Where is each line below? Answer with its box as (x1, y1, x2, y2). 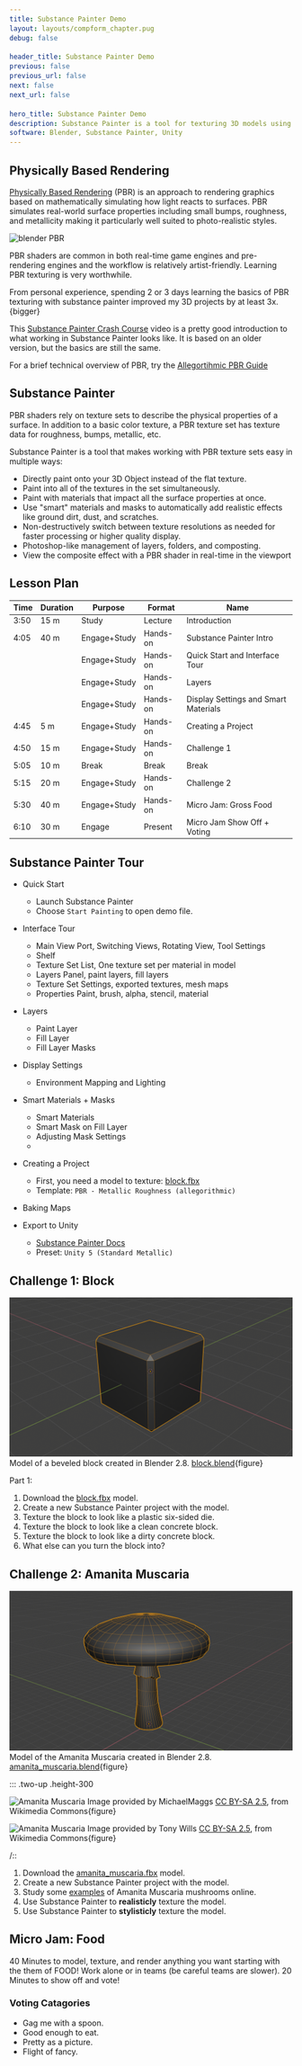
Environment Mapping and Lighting (35, 1078, 166, 1088)
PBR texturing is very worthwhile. (9, 269, 133, 280)
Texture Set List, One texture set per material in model (35, 960, 236, 970)
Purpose (93, 603, 126, 613)
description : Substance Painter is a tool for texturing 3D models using (9, 119, 292, 128)
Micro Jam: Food (9, 1932, 105, 1947)
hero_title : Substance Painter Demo (9, 109, 147, 119)
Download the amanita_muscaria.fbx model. (22, 1867, 186, 1878)
